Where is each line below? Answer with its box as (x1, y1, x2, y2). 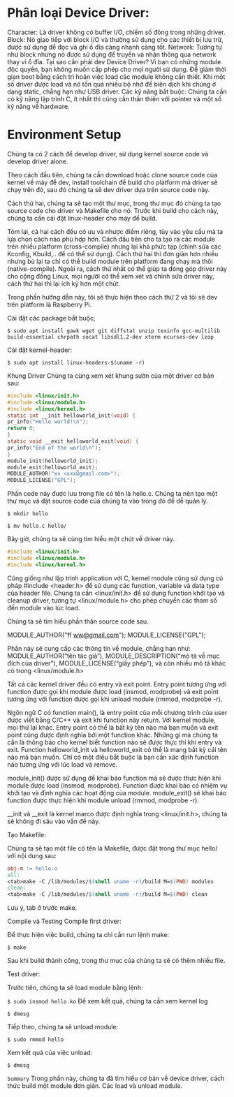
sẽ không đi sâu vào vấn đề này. (7, 817, 101, 825)
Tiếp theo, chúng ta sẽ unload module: (7, 1023, 119, 1031)
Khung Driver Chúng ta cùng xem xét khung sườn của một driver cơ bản (7, 371, 214, 380)
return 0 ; (7, 425, 36, 432)
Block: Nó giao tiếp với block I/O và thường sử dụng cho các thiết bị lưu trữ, (7, 35, 224, 43)
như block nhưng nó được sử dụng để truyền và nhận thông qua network (7, 50, 217, 59)
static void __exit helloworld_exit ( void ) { (7, 438, 139, 445)
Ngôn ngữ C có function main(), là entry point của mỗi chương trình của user (7, 708, 228, 716)
